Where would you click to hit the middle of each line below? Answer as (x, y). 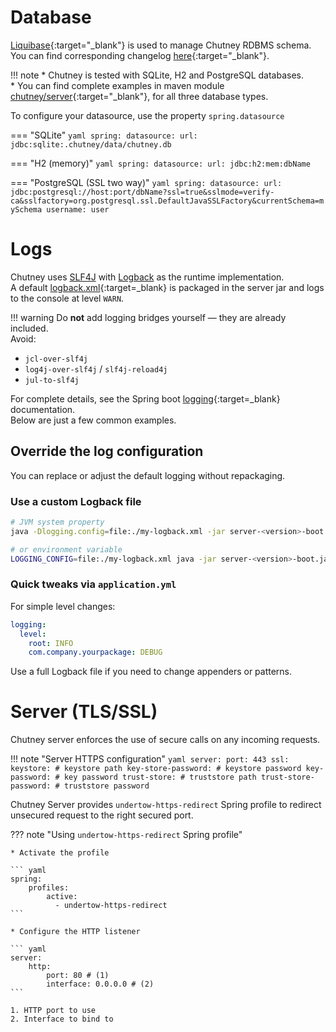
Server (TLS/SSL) (84, 712)
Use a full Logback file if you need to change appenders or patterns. (151, 672)
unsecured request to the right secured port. (102, 815)
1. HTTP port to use (53, 1011)
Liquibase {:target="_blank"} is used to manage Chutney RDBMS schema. (161, 45)
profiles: (49, 888)
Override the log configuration (107, 451)
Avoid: (23, 338)
